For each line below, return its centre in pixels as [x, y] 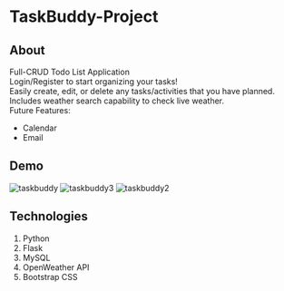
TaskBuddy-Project [84, 17]
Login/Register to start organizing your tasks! [94, 82]
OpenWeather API [56, 267]
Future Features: [40, 110]
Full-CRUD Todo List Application [69, 72]
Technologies [49, 216]
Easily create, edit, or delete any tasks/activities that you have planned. [142, 91]
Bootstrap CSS [50, 276]
